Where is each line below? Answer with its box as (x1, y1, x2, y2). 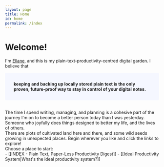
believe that (5, 63, 29, 69)
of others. (5, 125, 25, 131)
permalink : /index (5, 21, 42, 26)
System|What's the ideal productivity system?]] (5, 156, 101, 162)
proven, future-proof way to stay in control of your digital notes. (14, 86, 146, 92)
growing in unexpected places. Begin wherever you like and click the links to (5, 135, 159, 142)
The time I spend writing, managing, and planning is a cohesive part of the (5, 109, 155, 115)
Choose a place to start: (5, 146, 54, 152)
